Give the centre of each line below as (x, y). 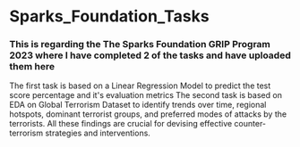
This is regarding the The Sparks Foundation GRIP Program (140, 45)
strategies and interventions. (97, 133)
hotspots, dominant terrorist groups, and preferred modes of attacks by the (148, 114)
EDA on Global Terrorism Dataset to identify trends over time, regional (138, 105)
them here (32, 67)
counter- (250, 124)
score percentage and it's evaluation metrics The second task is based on (146, 95)
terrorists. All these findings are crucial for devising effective (121, 124)
